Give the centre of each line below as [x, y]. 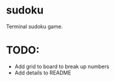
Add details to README [43, 72]
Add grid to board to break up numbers [62, 66]
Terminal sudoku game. [35, 26]
